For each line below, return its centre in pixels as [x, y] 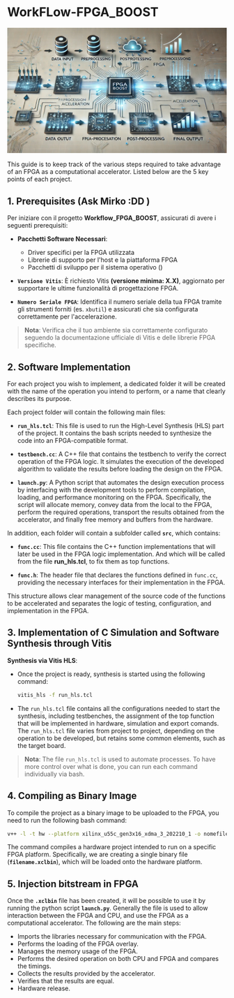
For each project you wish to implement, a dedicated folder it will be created [116, 384]
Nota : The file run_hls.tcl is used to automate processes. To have [120, 759]
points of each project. [40, 179]
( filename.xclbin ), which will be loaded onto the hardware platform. [105, 862]
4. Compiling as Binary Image [72, 796]
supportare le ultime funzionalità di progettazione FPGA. [98, 288]
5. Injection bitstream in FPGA [73, 884]
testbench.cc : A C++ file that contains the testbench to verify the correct [122, 454]
